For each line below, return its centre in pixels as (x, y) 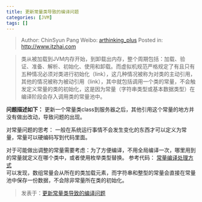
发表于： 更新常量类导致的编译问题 (63, 193)
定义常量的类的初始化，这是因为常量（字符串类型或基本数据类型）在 (111, 89)
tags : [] (17, 23)
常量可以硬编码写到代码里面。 (54, 137)
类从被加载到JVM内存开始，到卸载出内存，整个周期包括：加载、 (100, 59)
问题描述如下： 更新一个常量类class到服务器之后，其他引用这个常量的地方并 (100, 110)
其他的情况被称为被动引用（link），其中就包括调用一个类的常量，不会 (106, 81)
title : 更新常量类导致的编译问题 (43, 12)
